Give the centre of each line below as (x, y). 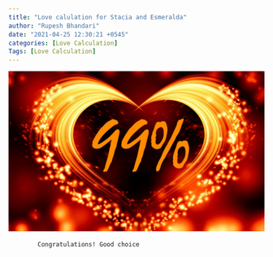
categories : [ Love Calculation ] (63, 43)
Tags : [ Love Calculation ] (52, 52)
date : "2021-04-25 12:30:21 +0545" (69, 34)
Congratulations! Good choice (89, 245)
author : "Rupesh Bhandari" (54, 26)
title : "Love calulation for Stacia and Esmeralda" (97, 17)
